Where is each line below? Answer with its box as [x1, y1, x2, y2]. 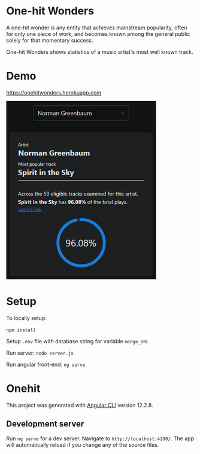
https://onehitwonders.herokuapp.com [6, 89, 102, 96]
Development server [6, 419, 84, 429]
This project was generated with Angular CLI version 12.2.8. [6, 401, 154, 409]
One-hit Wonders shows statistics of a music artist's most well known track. [6, 48, 193, 55]
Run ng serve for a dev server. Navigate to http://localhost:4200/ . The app [6, 435, 195, 442]
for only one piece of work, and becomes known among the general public [6, 30, 190, 37]
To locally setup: [6, 314, 47, 321]
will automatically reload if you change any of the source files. [6, 441, 159, 448]
